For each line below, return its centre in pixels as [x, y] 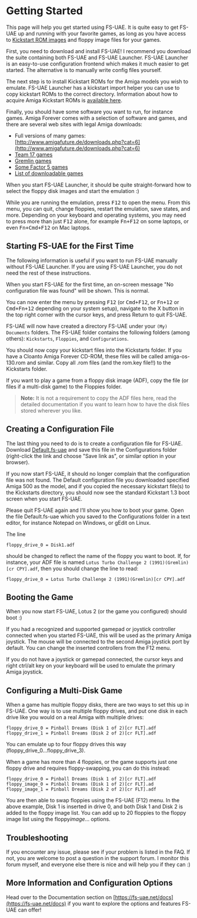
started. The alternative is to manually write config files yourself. [84, 70]
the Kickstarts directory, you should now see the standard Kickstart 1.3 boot [98, 492]
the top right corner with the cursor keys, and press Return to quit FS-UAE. [96, 315]
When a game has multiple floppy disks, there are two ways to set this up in [98, 705]
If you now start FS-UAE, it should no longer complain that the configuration [98, 473]
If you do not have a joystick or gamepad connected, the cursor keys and [95, 659]
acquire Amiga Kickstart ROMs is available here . [64, 100]
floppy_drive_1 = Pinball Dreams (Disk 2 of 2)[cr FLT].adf [81, 733]
